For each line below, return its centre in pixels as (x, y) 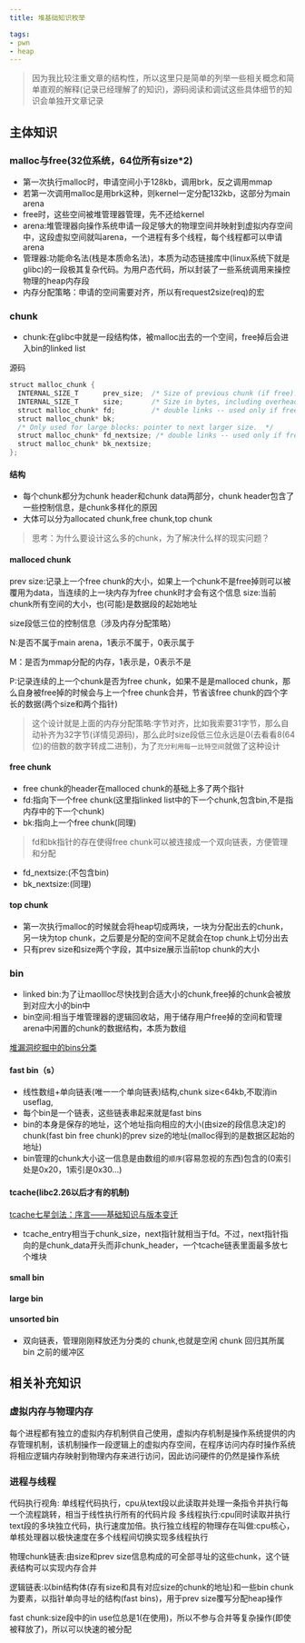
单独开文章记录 (76, 101)
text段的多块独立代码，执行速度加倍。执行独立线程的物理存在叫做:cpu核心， (152, 1526)
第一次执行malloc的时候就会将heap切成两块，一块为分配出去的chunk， (155, 926)
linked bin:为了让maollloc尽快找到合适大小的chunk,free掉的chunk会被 (152, 994)
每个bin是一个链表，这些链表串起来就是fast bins (112, 1113)
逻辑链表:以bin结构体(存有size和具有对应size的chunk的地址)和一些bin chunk (152, 1587)
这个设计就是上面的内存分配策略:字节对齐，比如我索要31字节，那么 (156, 722)
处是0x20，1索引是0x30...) (72, 1170)
